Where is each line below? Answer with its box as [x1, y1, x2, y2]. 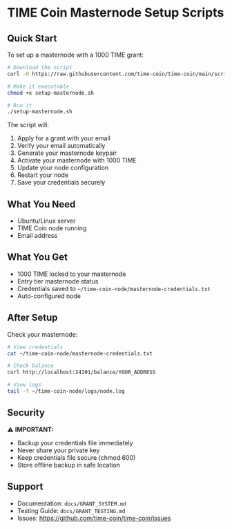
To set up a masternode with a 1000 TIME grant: [7, 50, 144, 59]
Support [7, 481, 43, 492]
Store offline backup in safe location [17, 461, 121, 469]
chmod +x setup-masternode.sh [7, 89, 95, 96]
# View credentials [7, 344, 64, 351]
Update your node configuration [17, 164, 109, 172]
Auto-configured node [17, 292, 81, 300]
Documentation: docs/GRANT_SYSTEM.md [17, 499, 126, 508]
